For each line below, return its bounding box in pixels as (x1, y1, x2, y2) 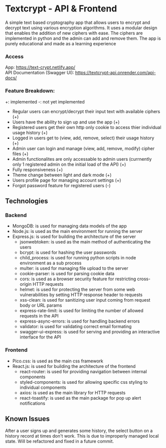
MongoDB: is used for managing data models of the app (12, 223, 127, 229)
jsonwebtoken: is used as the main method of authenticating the (19, 239, 151, 245)
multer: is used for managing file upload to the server (19, 265, 129, 271)
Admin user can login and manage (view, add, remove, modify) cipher (12, 145, 155, 151)
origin (19, 281, 32, 287)
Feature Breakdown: (5, 88, 55, 95)
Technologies (5, 197, 49, 205)
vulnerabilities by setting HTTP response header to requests (19, 292, 143, 298)
